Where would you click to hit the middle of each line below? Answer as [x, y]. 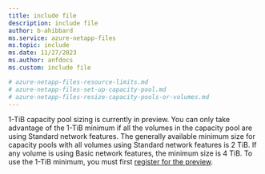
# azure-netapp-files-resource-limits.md [78, 82]
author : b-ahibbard [41, 30]
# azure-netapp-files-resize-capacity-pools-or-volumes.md [109, 97]
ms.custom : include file [50, 68]
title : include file [43, 16]
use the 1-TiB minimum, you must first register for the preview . [111, 162]
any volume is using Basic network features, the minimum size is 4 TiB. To [130, 153]
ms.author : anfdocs [41, 61]
